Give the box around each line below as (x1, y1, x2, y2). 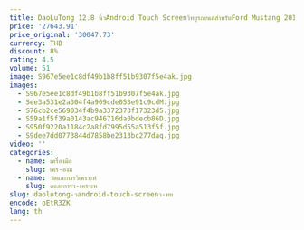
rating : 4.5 (9, 55, 54, 64)
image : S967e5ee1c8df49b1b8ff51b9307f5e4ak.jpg (9, 72, 193, 81)
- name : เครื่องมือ (17, 156, 72, 166)
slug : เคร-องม (25, 165, 73, 174)
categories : (9, 148, 54, 157)
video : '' (9, 139, 47, 149)
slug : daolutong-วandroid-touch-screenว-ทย (9, 190, 174, 199)
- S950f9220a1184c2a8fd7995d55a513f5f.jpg (17, 123, 180, 132)
